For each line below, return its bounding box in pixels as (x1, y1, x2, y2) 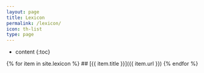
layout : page (6, 9, 40, 15)
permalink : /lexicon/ (6, 20, 62, 26)
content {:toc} (15, 48, 51, 55)
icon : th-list (6, 26, 43, 32)
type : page (6, 32, 34, 38)
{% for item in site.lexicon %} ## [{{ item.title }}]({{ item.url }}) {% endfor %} (6, 60, 199, 68)
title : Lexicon (6, 15, 45, 21)
